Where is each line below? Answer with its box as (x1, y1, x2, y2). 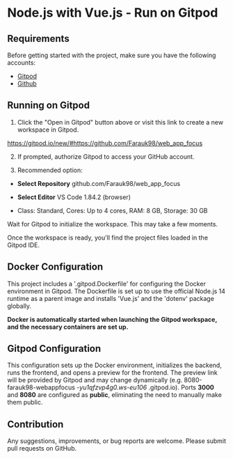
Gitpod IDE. (7, 240, 40, 249)
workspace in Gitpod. (17, 125, 79, 134)
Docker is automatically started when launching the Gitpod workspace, (7, 315, 218, 323)
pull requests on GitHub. (7, 444, 77, 453)
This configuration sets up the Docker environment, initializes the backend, (7, 361, 223, 370)
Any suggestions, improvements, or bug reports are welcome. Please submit (7, 437, 226, 445)
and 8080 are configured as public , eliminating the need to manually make (7, 391, 223, 399)
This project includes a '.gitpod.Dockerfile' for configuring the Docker (7, 279, 207, 288)
